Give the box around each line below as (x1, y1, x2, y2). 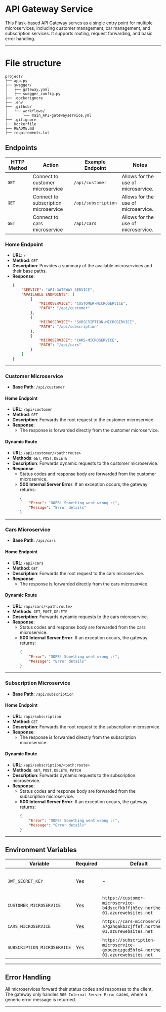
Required (76, 860, 98, 867)
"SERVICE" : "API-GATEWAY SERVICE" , (21, 287, 95, 292)
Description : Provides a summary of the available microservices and (12, 262, 152, 268)
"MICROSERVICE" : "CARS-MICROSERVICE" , (39, 338, 119, 343)
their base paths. (12, 268, 47, 274)
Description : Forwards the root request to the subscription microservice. (12, 723, 161, 729)
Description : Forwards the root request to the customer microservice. (12, 417, 155, 423)
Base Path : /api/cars (12, 537, 56, 543)
